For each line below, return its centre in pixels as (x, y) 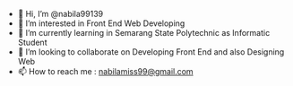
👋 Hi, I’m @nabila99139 (60, 14)
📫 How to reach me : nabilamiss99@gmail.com (106, 71)
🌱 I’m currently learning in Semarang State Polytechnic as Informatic (144, 33)
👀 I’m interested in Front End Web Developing (101, 23)
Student (32, 42)
